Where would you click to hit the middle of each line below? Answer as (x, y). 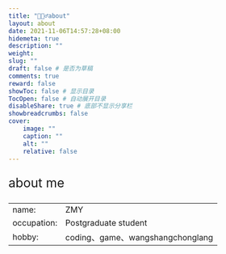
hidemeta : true (34, 38)
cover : (19, 121)
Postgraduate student (106, 223)
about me (36, 183)
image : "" (40, 129)
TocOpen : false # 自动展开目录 (57, 99)
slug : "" (23, 61)
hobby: (25, 237)
